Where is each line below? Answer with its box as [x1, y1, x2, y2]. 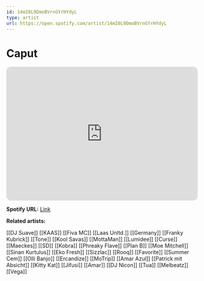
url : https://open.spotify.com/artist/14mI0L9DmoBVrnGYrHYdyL [6, 20, 167, 26]
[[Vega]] [6, 268, 27, 276]
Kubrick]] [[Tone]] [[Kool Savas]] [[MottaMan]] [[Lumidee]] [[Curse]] [6, 235, 178, 243]
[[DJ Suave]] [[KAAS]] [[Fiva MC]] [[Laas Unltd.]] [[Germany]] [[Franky [6, 229, 183, 237]
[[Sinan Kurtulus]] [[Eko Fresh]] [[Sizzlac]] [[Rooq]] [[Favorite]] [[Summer [6, 249, 189, 256]
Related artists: [6, 217, 46, 225]
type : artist [6, 15, 39, 21]
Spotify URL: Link [6, 206, 51, 213]
